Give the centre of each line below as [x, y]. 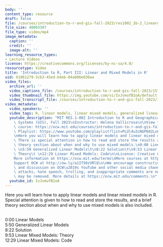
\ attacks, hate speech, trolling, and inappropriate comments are [83, 172]
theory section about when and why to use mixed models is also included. [79, 205]
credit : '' [20, 46]
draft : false [18, 18]
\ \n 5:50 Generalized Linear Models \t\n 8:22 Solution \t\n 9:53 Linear [86, 149]
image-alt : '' [24, 50]
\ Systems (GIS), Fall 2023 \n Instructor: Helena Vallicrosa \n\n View [84, 122]
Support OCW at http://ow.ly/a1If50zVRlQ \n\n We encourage [73, 163]
